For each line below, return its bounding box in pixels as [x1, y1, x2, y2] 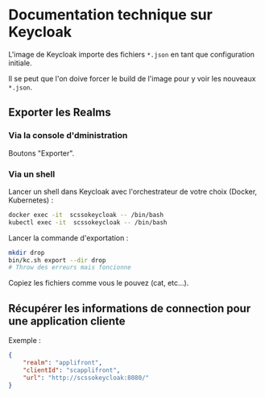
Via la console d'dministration [8, 130, 128, 141]
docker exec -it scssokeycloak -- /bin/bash [8, 211, 164, 219]
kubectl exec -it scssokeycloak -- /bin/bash [8, 218, 168, 227]
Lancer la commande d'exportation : [8, 232, 129, 243]
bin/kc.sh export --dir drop [8, 256, 106, 264]
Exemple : [8, 336, 42, 345]
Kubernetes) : [8, 195, 54, 205]
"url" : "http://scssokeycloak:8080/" [23, 374, 150, 382]
